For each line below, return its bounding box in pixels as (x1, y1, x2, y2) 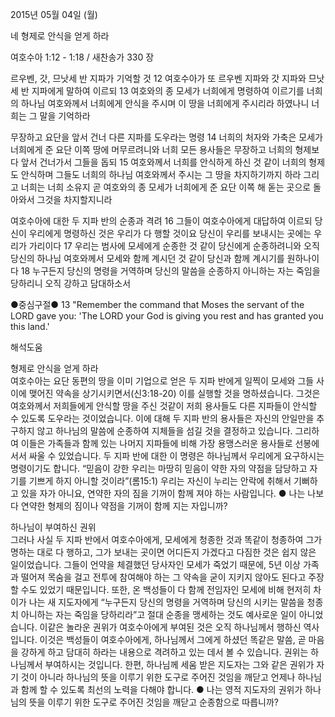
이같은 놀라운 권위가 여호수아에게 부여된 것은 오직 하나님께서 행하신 (39, 621, 302, 633)
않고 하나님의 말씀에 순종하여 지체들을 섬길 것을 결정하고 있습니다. (36, 425, 293, 437)
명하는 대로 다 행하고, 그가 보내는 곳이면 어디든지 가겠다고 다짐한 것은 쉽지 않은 (10, 546, 317, 558)
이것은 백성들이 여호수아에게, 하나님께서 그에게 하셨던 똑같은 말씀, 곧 (39, 634, 307, 645)
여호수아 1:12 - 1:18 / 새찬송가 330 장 (10, 51, 155, 63)
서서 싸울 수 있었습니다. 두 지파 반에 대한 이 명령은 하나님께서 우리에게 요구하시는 (10, 450, 325, 462)
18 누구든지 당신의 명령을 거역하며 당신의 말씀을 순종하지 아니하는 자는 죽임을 (20, 265, 321, 277)
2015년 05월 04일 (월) (10, 9, 98, 20)
